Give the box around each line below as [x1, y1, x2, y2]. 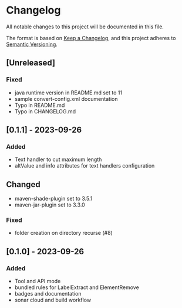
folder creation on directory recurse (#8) [14, 230, 113, 237]
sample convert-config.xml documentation [14, 95, 119, 102]
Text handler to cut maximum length [14, 156, 102, 163]
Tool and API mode [14, 278, 61, 285]
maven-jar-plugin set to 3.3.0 [14, 201, 85, 208]
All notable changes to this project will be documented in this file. [6, 23, 164, 30]
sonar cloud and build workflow [14, 296, 92, 304]
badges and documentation [14, 290, 82, 297]
